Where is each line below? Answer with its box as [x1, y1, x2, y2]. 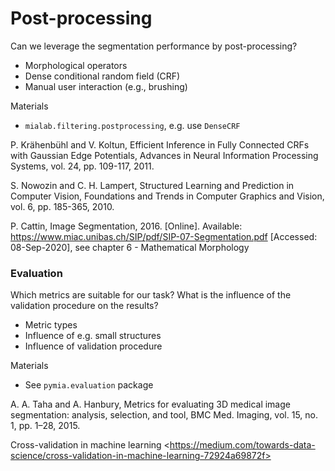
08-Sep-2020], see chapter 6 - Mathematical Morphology [10, 241, 250, 253]
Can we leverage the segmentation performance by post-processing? [10, 40, 298, 52]
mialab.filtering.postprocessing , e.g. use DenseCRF [24, 119, 241, 131]
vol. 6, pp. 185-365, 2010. [10, 200, 115, 212]
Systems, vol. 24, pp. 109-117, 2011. [10, 160, 155, 172]
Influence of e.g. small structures [24, 330, 162, 342]
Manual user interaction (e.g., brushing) [24, 80, 188, 92]
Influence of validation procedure [24, 340, 163, 352]
